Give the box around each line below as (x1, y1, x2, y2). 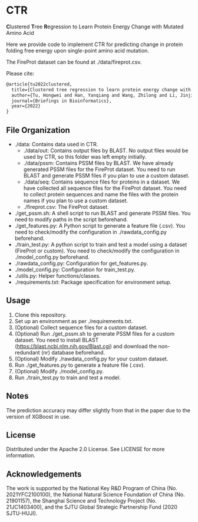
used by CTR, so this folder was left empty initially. (23, 153, 147, 160)
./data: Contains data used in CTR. (14, 141, 98, 147)
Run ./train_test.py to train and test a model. (14, 374, 121, 381)
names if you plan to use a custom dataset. (23, 197, 128, 204)
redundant (14, 349, 40, 356)
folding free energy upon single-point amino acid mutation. (6, 47, 149, 54)
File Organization (6, 125, 71, 135)
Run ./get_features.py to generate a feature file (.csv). (14, 361, 146, 369)
